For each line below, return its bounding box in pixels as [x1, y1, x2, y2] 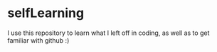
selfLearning [7, 5, 84, 21]
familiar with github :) [7, 36, 70, 44]
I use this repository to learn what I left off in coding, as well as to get [7, 28, 210, 37]
